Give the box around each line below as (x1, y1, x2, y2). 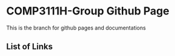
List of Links (6, 42, 53, 52)
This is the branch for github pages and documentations (6, 24, 146, 31)
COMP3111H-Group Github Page (6, 4, 170, 18)
